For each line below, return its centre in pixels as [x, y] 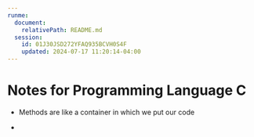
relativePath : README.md [62, 30]
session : [29, 37]
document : [30, 23]
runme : [18, 15]
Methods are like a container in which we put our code [107, 112]
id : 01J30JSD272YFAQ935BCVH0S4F [74, 45]
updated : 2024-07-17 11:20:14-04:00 [82, 52]
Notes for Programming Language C [127, 90]
